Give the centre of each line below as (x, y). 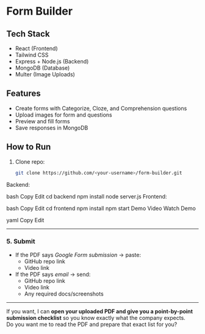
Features (23, 94)
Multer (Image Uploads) (45, 74)
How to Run (29, 147)
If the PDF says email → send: (53, 274)
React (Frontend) (36, 48)
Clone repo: (30, 162)
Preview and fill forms (42, 121)
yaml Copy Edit (25, 220)
